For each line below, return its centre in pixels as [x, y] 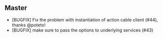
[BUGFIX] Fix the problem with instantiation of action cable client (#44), [85, 19]
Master [16, 8]
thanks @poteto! [28, 25]
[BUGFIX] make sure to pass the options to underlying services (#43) [82, 30]
